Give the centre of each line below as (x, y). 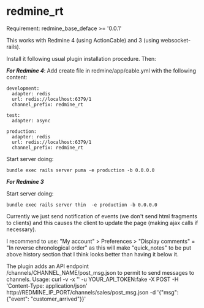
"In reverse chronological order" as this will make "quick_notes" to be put (99, 248)
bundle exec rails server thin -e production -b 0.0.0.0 (82, 205)
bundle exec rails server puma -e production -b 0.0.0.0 (81, 170)
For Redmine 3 (25, 181)
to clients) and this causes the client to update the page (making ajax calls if (102, 223)
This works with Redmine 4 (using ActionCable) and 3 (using (83, 40)
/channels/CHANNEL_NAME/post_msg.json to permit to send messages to (100, 272)
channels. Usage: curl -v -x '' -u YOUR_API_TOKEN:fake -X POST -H (93, 279)
